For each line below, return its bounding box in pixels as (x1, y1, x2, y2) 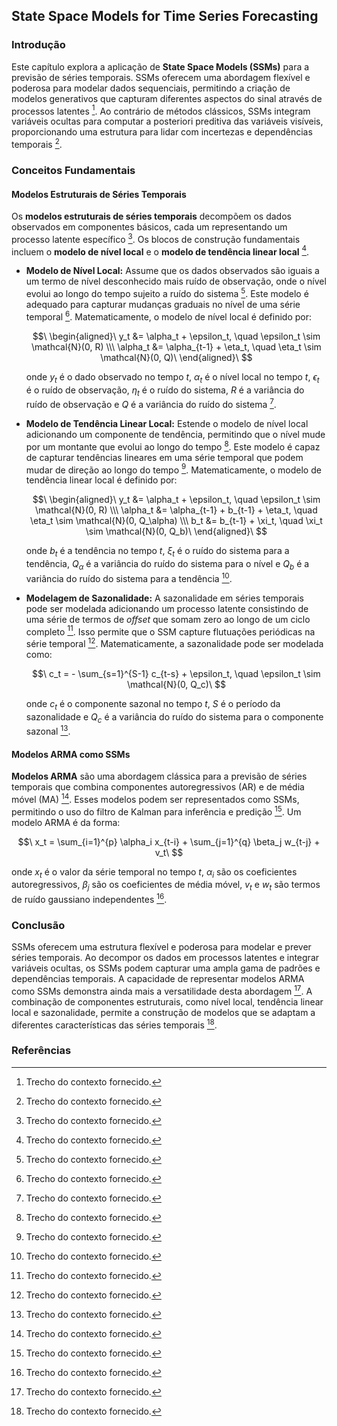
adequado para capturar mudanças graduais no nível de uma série (25, 299, 301, 311)
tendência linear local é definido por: (25, 474, 178, 486)
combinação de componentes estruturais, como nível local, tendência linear (11, 995, 324, 1008)
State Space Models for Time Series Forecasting (11, 8, 319, 25)
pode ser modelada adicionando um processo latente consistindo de (25, 602, 309, 614)
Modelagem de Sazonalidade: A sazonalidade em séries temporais (25, 592, 304, 604)
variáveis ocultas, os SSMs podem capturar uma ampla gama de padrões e (11, 962, 321, 974)
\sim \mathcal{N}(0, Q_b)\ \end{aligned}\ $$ (85, 525, 268, 538)
